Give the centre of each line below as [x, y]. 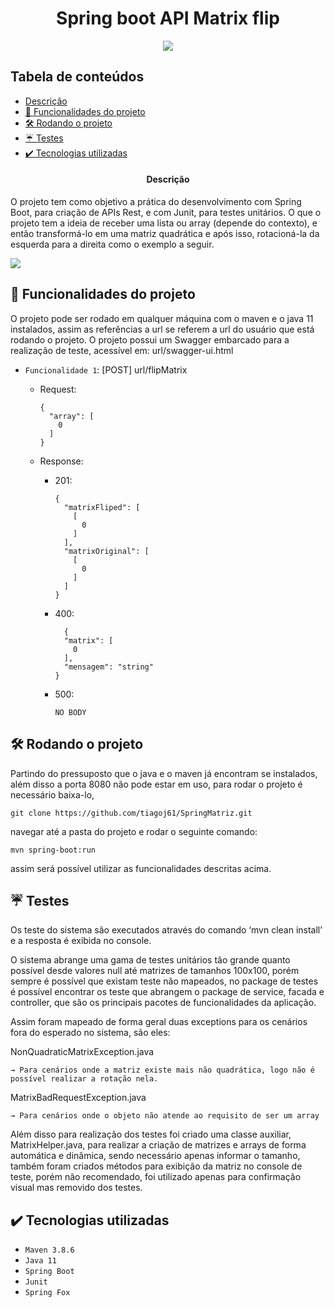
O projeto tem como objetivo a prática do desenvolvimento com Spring [156, 201]
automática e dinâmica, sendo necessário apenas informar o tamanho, [155, 1156]
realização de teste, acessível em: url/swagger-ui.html [122, 350]
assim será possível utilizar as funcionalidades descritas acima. [141, 868]
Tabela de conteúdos [77, 77]
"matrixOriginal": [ [106, 551]
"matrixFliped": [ [102, 507]
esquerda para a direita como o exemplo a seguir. [112, 244]
